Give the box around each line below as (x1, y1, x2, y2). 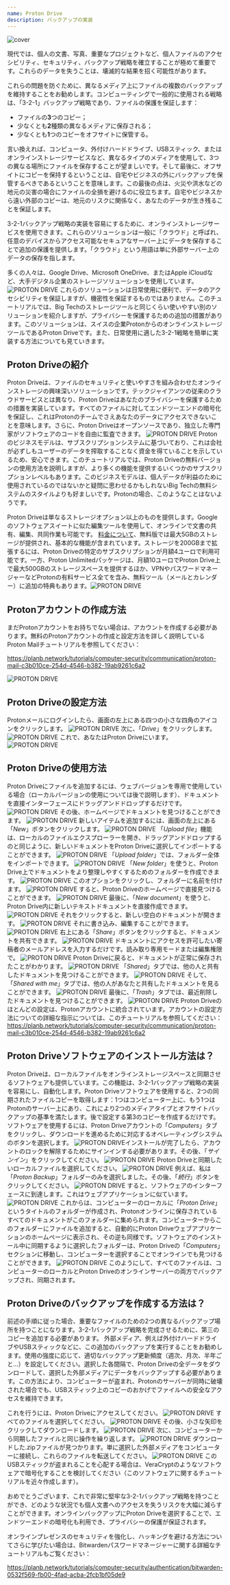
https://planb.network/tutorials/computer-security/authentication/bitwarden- (7, 1563, 223, 1572)
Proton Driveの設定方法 (7, 696, 107, 708)
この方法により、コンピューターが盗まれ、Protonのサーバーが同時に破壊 (18, 1377, 223, 1385)
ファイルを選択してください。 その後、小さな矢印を (25, 1418, 223, 1426)
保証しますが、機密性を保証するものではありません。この (49, 294, 211, 302)
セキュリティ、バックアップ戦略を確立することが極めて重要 (42, 58, 211, 66)
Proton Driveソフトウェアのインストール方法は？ (7, 1050, 214, 1062)
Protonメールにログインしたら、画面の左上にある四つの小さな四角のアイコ (7, 715, 218, 724)
